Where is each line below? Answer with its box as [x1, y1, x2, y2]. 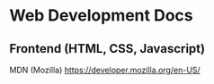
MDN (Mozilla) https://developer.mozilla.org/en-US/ [9, 64, 201, 75]
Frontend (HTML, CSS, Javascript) [9, 41, 205, 56]
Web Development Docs [9, 5, 193, 26]
